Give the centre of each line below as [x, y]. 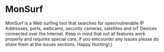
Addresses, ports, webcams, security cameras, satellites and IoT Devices [81, 28]
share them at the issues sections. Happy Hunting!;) [59, 44]
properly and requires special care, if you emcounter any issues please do [82, 39]
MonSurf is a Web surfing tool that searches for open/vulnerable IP [75, 23]
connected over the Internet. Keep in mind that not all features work [75, 33]
